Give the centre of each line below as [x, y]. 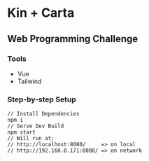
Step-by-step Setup [42, 99]
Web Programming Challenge [73, 39]
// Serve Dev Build [36, 126]
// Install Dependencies [43, 114]
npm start [22, 132]
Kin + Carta [41, 13]
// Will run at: [31, 139]
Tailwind [29, 81]
